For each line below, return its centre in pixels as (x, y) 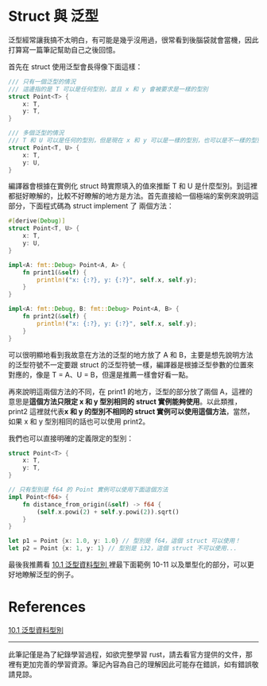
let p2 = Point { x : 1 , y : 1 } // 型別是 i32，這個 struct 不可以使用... (123, 548)
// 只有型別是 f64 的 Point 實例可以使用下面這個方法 (88, 490)
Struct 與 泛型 (54, 16)
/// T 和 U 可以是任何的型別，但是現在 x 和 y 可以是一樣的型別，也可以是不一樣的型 (132, 141)
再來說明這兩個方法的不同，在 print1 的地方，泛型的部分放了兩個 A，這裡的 (130, 391)
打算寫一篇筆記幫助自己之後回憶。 (64, 49)
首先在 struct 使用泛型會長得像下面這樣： (75, 66)
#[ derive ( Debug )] (37, 221)
